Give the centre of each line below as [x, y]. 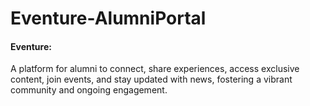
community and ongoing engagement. [89, 90]
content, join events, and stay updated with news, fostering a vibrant [151, 79]
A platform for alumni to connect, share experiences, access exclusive [155, 69]
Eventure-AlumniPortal [108, 18]
